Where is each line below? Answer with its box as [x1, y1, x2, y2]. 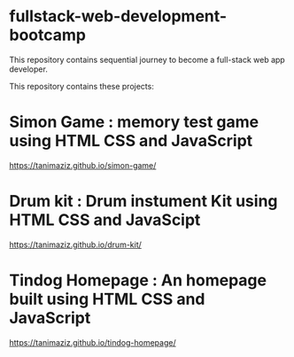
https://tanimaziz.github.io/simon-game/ [9, 159, 157, 170]
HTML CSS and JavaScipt [9, 210, 201, 230]
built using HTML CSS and [9, 290, 205, 309]
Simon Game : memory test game [9, 113, 259, 132]
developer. [9, 64, 49, 74]
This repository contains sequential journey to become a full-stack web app [9, 54, 285, 65]
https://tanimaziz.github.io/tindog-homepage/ [9, 337, 176, 347]
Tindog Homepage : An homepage [9, 270, 267, 290]
